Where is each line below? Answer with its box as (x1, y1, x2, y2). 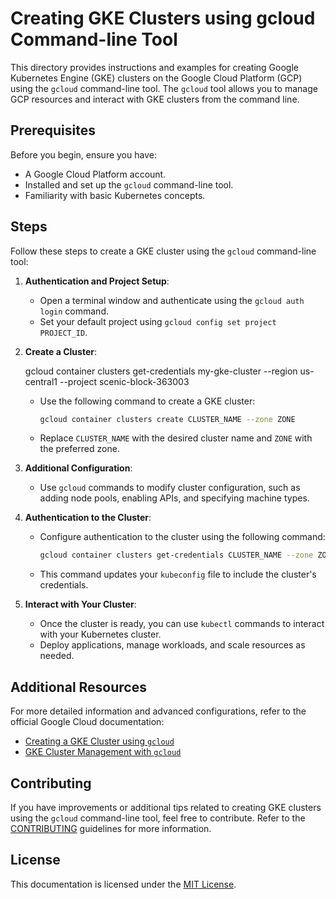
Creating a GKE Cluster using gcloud (24, 735, 175, 747)
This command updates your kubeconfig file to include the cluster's (39, 568, 317, 581)
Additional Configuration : (24, 462, 133, 474)
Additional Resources (10, 678, 147, 696)
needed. (39, 650, 75, 662)
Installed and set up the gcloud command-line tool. (24, 178, 234, 191)
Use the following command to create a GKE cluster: (39, 395, 256, 407)
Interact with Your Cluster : (24, 598, 137, 611)
